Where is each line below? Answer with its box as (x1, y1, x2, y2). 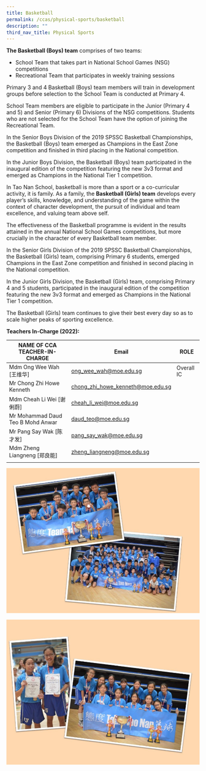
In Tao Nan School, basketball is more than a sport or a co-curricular (6, 184, 180, 191)
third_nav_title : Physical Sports (6, 29, 95, 36)
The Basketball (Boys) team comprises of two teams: (6, 47, 142, 55)
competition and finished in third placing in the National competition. (6, 147, 179, 154)
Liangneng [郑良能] (9, 452, 58, 459)
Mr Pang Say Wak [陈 (9, 428, 63, 435)
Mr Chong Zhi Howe (9, 379, 60, 387)
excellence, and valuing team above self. (6, 209, 109, 217)
